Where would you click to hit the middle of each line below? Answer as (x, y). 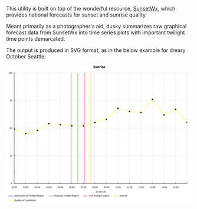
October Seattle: (26, 56)
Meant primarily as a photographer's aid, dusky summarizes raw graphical (96, 26)
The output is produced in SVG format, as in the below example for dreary (96, 50)
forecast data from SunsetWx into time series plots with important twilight (96, 32)
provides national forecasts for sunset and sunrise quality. (77, 15)
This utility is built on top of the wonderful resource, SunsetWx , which (91, 9)
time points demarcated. (36, 39)
